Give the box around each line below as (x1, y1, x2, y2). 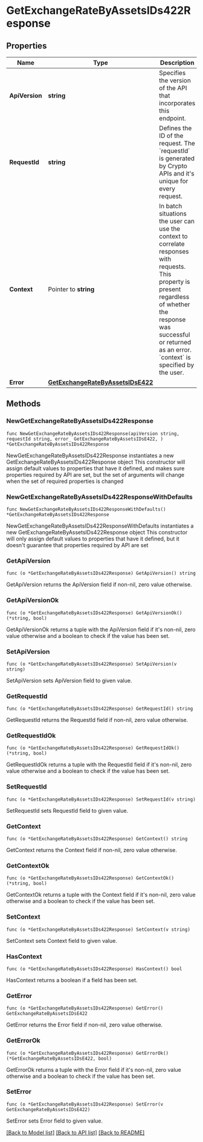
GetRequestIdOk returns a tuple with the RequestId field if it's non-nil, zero (6, 761, 192, 769)
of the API (159, 84, 187, 92)
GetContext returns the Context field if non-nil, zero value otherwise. (6, 847, 177, 854)
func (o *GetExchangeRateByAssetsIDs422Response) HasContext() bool (6, 966, 182, 972)
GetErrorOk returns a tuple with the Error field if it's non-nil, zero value (6, 1066, 181, 1073)
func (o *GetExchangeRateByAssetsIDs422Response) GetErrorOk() (6, 1050, 169, 1056)
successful (159, 330, 190, 339)
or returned (159, 338, 192, 346)
